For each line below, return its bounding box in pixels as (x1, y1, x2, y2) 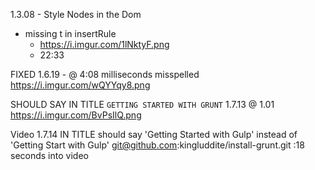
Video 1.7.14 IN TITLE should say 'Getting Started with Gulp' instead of (10, 129, 298, 140)
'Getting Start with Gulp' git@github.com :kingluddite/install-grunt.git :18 (10, 139, 305, 151)
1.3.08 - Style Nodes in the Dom (10, 9, 142, 20)
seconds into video (10, 150, 89, 161)
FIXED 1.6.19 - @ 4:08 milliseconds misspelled (10, 69, 200, 80)
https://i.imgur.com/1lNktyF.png (39, 39, 170, 50)
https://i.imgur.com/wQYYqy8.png (10, 79, 151, 91)
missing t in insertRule (24, 28, 117, 39)
